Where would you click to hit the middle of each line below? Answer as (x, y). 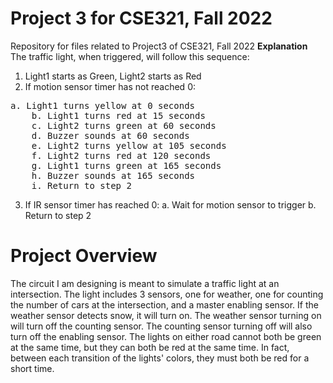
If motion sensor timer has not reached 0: (110, 86)
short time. (32, 368)
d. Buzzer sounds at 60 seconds (110, 135)
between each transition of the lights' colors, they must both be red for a (160, 358)
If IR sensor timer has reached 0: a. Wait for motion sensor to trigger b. (170, 204)
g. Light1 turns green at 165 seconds (126, 165)
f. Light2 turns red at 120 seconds (121, 155)
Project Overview (84, 256)
